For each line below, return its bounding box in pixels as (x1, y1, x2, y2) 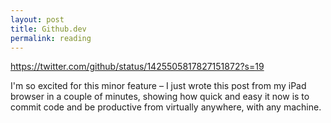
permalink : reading (10, 33, 92, 43)
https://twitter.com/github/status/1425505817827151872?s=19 (10, 61, 265, 73)
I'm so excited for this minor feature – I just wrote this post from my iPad (10, 80, 307, 92)
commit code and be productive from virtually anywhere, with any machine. (10, 101, 322, 113)
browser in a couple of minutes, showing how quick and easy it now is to (10, 91, 310, 103)
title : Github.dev (10, 24, 87, 34)
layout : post (10, 14, 65, 25)
